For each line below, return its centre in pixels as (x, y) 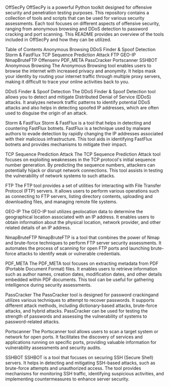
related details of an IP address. (38, 228)
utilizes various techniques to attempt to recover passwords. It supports (80, 300)
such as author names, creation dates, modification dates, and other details (84, 274)
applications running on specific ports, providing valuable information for (81, 342)
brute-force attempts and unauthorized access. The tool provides (73, 368)
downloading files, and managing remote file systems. (61, 202)
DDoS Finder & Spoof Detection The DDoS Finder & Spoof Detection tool (80, 91)
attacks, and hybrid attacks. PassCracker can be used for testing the (76, 311)
